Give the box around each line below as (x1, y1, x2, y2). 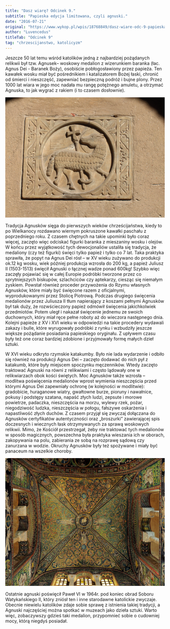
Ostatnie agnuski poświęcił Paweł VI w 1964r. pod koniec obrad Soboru (5, 591, 154, 597)
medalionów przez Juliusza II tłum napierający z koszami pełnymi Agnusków (5, 298, 164, 304)
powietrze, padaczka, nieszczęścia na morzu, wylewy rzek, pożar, (5, 400, 143, 406)
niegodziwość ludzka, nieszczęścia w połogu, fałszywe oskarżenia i (5, 405, 147, 411)
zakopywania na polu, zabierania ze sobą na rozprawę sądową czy (5, 437, 145, 443)
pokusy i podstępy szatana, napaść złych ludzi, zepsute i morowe (5, 394, 143, 400)
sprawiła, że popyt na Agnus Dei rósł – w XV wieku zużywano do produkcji (5, 255, 161, 261)
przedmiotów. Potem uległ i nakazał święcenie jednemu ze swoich (5, 309, 143, 315)
